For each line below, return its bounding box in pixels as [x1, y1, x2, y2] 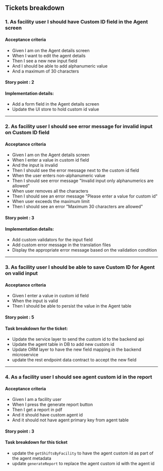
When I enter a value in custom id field [12, 157, 89, 163]
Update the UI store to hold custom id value [12, 107, 99, 112]
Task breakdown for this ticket [5, 439, 68, 445]
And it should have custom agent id [12, 412, 83, 418]
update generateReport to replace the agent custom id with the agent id [12, 461, 155, 467]
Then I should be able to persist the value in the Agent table [12, 303, 132, 309]
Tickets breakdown [5, 4, 65, 12]
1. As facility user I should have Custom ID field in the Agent [5, 18, 148, 25]
